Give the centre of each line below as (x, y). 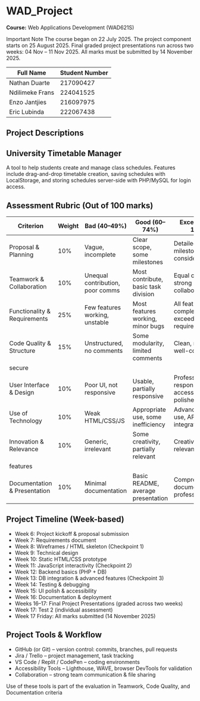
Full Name (32, 73)
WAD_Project (40, 11)
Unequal (96, 275)
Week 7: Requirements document (55, 540)
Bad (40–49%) (106, 226)
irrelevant (98, 449)
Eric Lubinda (27, 111)
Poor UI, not (101, 384)
